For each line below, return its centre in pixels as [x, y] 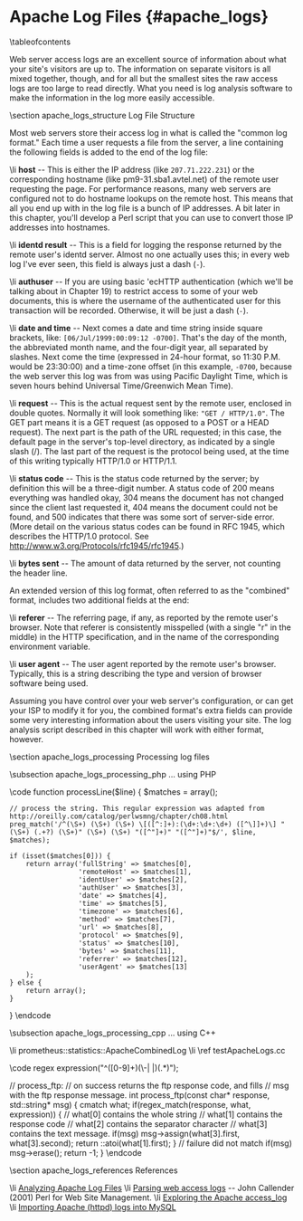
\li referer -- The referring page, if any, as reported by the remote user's [144, 617]
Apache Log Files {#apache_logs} [139, 17]
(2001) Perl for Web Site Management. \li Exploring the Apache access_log [148, 1197]
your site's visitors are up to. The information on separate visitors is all [140, 69]
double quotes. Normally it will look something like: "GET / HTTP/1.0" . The [147, 413]
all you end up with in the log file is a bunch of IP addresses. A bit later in [145, 208]
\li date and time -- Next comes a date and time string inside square [136, 328]
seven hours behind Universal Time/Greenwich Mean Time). [121, 386]
